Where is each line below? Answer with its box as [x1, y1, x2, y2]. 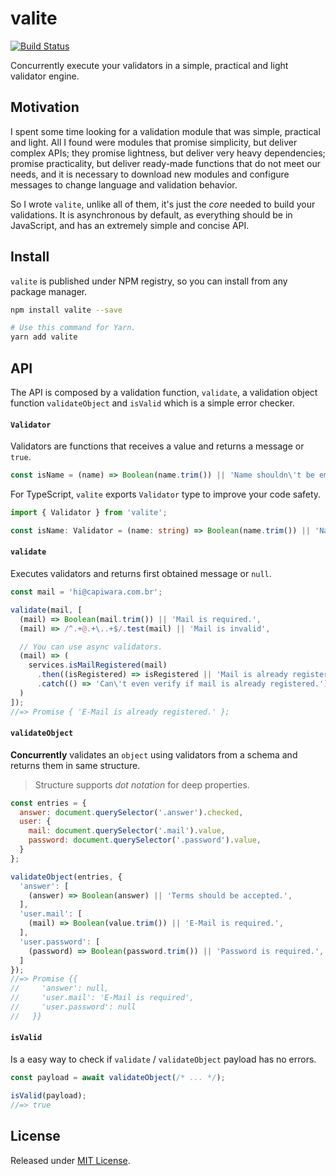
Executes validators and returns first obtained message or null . [10, 568, 272, 580]
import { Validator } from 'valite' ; [10, 508, 168, 518]
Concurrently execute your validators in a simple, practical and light [10, 59, 289, 71]
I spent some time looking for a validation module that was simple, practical [10, 125, 321, 137]
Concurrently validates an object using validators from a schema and [10, 748, 298, 761]
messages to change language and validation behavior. [10, 178, 238, 191]
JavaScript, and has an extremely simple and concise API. [10, 219, 250, 231]
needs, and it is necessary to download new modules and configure [10, 168, 290, 180]
